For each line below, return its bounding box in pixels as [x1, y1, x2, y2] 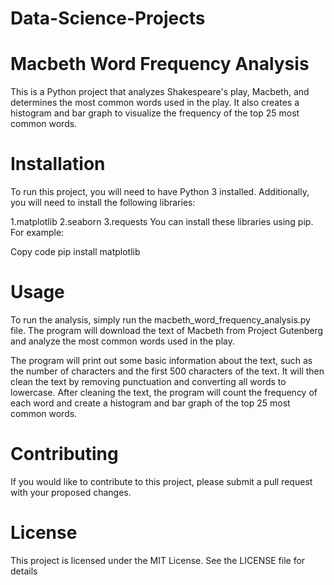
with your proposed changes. [10, 486, 132, 498]
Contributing [10, 443, 119, 466]
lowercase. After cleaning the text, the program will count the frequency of [10, 387, 318, 398]
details [10, 565, 38, 577]
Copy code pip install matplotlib [10, 246, 141, 258]
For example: [10, 227, 65, 239]
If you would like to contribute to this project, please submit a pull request [10, 475, 313, 487]
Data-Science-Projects [10, 7, 206, 30]
